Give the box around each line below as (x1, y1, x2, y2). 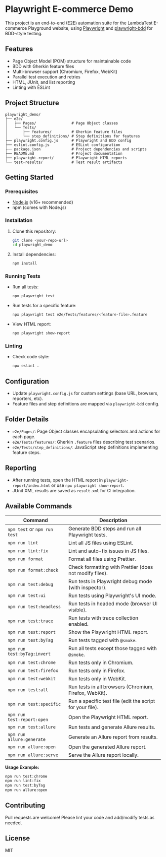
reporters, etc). (12, 396, 43, 401)
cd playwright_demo (12, 242, 53, 248)
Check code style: (12, 354, 49, 360)
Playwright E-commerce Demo (5, 3, 133, 15)
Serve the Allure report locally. (68, 751, 139, 758)
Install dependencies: (12, 252, 56, 258)
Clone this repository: (12, 228, 56, 234)
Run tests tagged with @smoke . (68, 637, 137, 644)
